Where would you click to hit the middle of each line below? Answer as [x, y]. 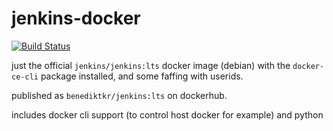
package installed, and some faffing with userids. [142, 76]
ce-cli [25, 77]
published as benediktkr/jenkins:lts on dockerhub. [119, 95]
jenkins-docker [76, 18]
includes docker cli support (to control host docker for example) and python [167, 114]
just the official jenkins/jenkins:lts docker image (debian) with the [151, 65]
